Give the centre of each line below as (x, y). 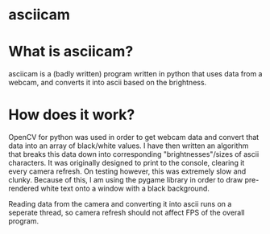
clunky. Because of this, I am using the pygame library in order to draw (126, 180)
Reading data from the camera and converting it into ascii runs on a (120, 204)
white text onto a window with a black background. (125, 189)
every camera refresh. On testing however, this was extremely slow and (127, 171)
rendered (23, 189)
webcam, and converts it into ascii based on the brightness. (108, 83)
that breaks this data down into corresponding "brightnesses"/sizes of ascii (134, 154)
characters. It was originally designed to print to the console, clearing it (127, 163)
